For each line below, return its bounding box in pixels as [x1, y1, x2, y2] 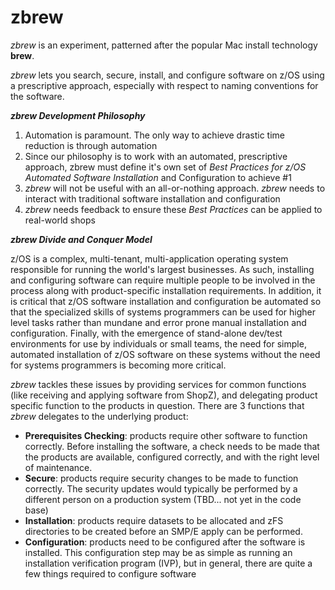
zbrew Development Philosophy [10, 109, 146, 121]
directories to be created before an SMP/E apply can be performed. [24, 525, 303, 537]
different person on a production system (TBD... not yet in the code [24, 493, 302, 505]
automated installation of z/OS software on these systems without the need [10, 348, 321, 360]
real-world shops [24, 214, 96, 226]
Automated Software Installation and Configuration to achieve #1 [24, 171, 292, 183]
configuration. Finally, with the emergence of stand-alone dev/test [10, 327, 283, 339]
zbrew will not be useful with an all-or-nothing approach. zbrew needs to [24, 182, 326, 194]
